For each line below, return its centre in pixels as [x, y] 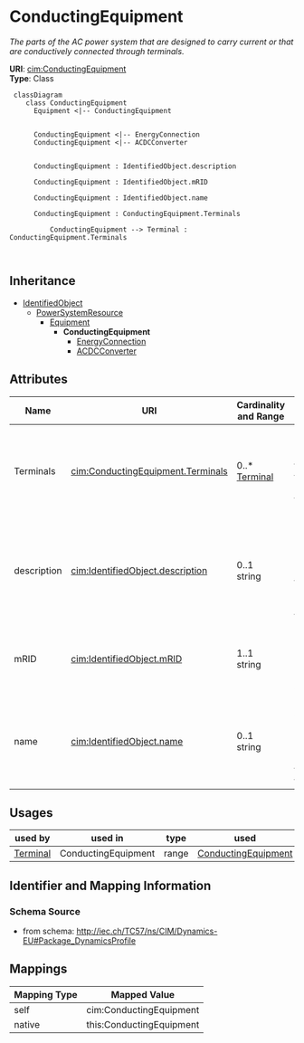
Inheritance [43, 281]
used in [107, 839]
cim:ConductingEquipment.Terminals [149, 470]
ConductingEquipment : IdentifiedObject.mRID [120, 182]
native [27, 1024]
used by [33, 839]
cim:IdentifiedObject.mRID [127, 659]
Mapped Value [142, 994]
